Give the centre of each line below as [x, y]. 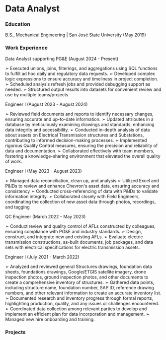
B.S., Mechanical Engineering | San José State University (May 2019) [76, 35]
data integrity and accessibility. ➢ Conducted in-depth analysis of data [78, 130]
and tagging [17, 207]
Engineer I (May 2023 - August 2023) [43, 171]
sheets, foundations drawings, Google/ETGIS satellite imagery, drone [76, 272]
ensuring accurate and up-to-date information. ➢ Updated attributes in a [80, 119]
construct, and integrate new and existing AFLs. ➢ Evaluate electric [74, 237]
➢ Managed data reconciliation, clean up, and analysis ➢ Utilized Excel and [82, 180]
